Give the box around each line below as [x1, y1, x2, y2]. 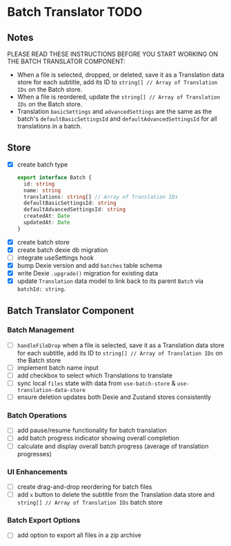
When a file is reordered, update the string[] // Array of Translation [17, 92, 221, 101]
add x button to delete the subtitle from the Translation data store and [17, 490, 215, 498]
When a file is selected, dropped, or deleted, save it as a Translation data [17, 70, 225, 79]
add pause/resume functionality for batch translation [17, 426, 167, 435]
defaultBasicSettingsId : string [23, 199, 117, 207]
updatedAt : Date [23, 219, 70, 226]
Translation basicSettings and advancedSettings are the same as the [17, 108, 212, 115]
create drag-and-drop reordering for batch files [17, 482, 152, 491]
